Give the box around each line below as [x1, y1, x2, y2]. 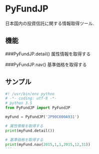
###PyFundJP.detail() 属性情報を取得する [5, 51, 91, 57]
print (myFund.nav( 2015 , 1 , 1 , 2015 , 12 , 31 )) [5, 142, 91, 147]
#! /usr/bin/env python [5, 91, 55, 96]
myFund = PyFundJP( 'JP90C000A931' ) [5, 114, 79, 120]
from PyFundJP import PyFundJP [5, 105, 70, 111]
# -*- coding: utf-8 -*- [5, 96, 57, 101]
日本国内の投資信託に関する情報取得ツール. [5, 20, 94, 26]
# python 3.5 [5, 101, 32, 106]
